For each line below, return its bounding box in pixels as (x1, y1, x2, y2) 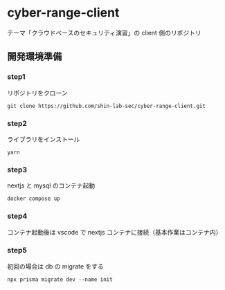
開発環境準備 (7, 51, 62, 63)
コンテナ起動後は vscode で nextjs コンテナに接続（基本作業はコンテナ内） (7, 228, 222, 236)
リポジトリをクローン (7, 89, 68, 97)
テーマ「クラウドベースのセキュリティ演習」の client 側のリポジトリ (7, 28, 202, 37)
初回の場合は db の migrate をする (7, 262, 104, 271)
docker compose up (7, 195, 60, 202)
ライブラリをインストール (7, 135, 80, 143)
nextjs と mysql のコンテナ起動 (7, 181, 96, 190)
